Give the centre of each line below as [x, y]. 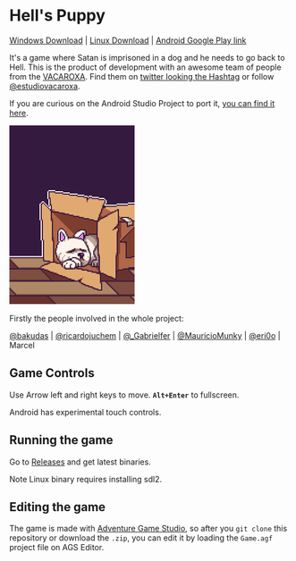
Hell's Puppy [57, 16]
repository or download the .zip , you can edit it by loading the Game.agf [141, 538]
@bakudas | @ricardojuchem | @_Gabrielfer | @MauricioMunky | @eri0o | [145, 335]
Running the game [61, 440]
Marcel [22, 345]
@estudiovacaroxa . [45, 86]
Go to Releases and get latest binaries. [80, 462]
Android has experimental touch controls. [85, 412]
